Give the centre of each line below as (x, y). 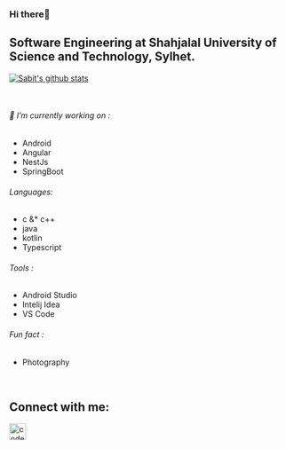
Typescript (42, 248)
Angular (36, 152)
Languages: (31, 192)
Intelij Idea (41, 304)
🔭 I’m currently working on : (60, 115)
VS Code (38, 314)
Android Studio (49, 295)
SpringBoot (43, 171)
